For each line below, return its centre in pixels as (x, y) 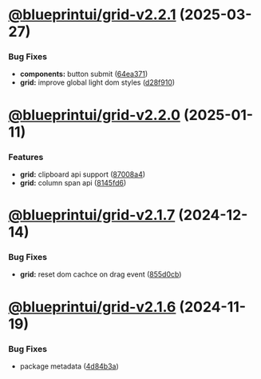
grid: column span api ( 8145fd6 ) (73, 182)
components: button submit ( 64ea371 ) (84, 74)
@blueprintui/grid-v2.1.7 (92, 215)
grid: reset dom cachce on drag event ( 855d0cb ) (101, 274)
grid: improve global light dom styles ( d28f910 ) (97, 82)
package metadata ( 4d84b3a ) (69, 366)
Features (26, 157)
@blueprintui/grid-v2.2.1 (92, 15)
